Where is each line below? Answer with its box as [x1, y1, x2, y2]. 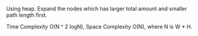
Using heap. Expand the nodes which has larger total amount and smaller [6, 5, 187, 12]
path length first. [6, 11, 47, 19]
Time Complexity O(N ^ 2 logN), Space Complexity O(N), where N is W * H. [6, 23, 193, 30]
